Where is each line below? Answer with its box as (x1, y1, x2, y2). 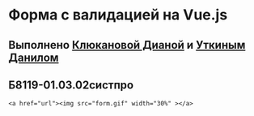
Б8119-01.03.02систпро (8, 78, 134, 92)
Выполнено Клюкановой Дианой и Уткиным (8, 38, 246, 52)
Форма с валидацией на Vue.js (8, 6, 228, 24)
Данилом (8, 50, 59, 64)
